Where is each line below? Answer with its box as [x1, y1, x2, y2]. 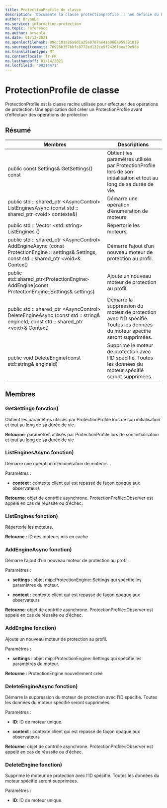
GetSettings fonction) [5, 405, 59, 412]
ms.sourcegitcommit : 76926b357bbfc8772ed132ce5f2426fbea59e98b [5, 44, 139, 49]
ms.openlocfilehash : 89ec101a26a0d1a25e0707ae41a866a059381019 [5, 40, 139, 45]
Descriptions [117, 141, 149, 148]
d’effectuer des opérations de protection [5, 112, 88, 118]
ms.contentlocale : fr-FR [5, 53, 57, 59]
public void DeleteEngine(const [7, 354, 81, 361]
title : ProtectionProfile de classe [5, 7, 81, 12]
